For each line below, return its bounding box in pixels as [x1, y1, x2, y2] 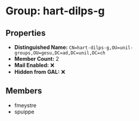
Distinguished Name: [14, 44, 68, 51]
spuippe [14, 108, 35, 115]
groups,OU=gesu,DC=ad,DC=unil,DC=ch [14, 50, 106, 56]
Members [5, 86, 42, 96]
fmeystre [14, 101, 37, 108]
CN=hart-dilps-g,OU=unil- [69, 45, 134, 51]
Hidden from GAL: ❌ [14, 69, 66, 75]
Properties [5, 28, 46, 38]
